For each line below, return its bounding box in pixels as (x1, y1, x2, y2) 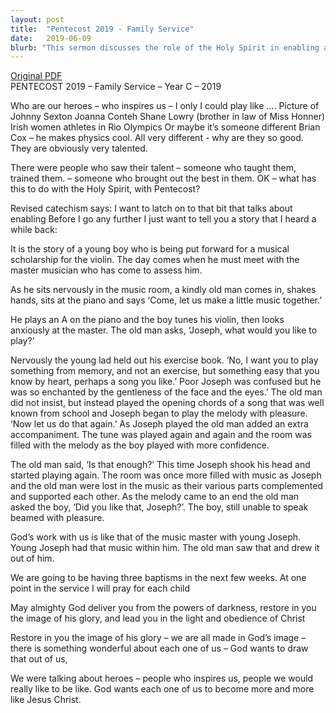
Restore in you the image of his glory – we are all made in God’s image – (10, 632, 307, 644)
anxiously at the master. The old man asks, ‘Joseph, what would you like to (10, 324, 318, 336)
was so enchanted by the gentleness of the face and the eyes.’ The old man (10, 386, 323, 398)
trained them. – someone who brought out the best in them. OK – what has (10, 172, 317, 185)
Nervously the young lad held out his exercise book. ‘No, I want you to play (10, 354, 319, 366)
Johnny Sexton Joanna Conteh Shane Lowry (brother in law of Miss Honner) (10, 111, 326, 123)
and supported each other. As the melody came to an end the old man (10, 491, 300, 503)
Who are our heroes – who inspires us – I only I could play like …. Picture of (10, 100, 320, 112)
